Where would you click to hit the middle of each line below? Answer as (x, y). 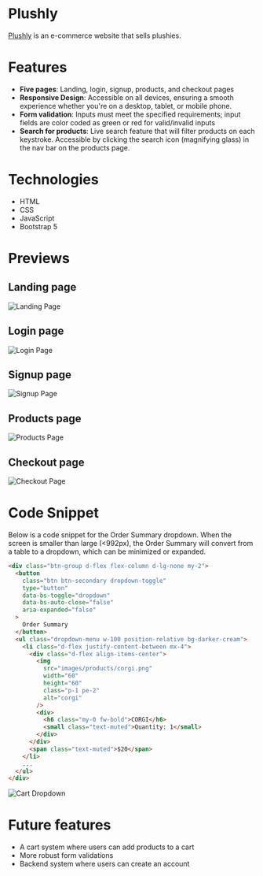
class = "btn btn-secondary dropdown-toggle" (95, 581)
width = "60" (61, 676)
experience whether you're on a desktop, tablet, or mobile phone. (126, 106)
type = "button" (45, 588)
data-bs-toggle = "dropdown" (66, 596)
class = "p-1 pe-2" (71, 690)
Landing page (42, 287)
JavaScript (37, 218)
